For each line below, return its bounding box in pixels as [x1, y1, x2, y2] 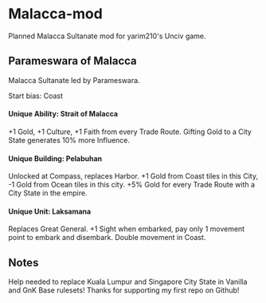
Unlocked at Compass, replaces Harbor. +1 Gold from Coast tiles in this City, [8, 171, 259, 181]
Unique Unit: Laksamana [8, 207, 92, 216]
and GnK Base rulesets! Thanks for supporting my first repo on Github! [8, 285, 240, 295]
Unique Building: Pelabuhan [8, 153, 103, 163]
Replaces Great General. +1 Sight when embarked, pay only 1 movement [8, 224, 245, 234]
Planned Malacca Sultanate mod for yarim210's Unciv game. [8, 31, 206, 41]
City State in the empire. [8, 188, 88, 198]
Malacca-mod [8, 5, 104, 23]
